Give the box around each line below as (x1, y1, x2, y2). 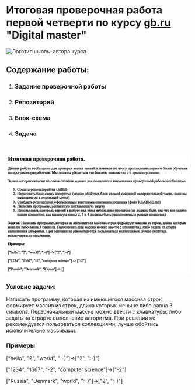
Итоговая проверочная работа (6, 4, 163, 17)
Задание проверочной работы (14, 83, 106, 91)
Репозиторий (14, 98, 54, 106)
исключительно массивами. (6, 327, 77, 334)
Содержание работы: (6, 65, 89, 75)
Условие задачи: (6, 282, 57, 290)
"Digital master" (6, 29, 87, 42)
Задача (14, 130, 37, 138)
